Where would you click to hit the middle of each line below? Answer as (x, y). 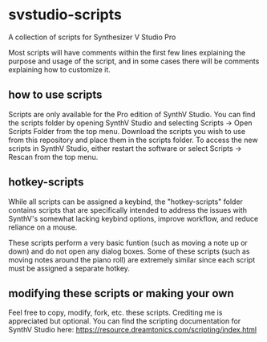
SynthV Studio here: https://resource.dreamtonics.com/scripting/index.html (133, 330)
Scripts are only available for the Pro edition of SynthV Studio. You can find (132, 114)
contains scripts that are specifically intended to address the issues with (127, 210)
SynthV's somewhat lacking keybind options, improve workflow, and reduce (133, 218)
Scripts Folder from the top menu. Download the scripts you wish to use (127, 131)
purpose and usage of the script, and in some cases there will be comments (134, 61)
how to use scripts (55, 95)
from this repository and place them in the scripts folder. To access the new (133, 140)
